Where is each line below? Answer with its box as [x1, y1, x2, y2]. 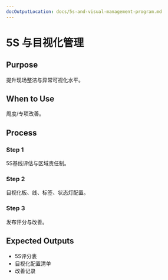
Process [6, 128, 37, 138]
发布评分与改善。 [6, 218, 48, 226]
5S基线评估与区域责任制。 [6, 160, 70, 167]
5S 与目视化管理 [6, 36, 84, 49]
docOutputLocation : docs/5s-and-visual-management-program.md [6, 8, 162, 15]
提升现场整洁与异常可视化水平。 [6, 76, 84, 83]
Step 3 [6, 204, 25, 213]
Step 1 [6, 146, 24, 154]
